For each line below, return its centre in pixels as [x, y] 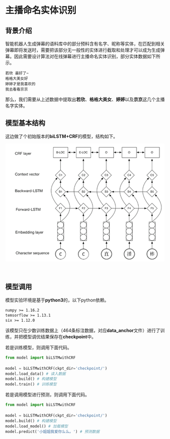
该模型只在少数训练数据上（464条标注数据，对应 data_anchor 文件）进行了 [83, 330]
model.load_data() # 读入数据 [35, 374]
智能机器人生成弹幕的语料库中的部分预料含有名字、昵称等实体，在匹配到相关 [85, 44]
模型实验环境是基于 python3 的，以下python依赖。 [57, 300]
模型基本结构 [25, 123]
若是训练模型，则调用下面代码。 [38, 347]
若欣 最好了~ [17, 73]
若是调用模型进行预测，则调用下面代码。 [47, 394]
